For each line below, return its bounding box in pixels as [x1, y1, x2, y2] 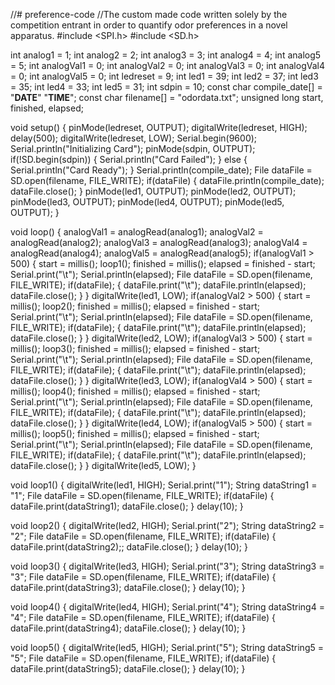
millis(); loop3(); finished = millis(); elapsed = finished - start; [10, 343, 261, 354]
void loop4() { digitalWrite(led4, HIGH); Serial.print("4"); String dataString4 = [10, 601, 325, 613]
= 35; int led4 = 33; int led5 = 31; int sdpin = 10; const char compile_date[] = [10, 81, 323, 93]
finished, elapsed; [10, 102, 84, 114]
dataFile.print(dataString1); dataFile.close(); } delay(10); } [10, 500, 244, 512]
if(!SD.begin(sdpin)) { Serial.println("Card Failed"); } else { [10, 154, 248, 165]
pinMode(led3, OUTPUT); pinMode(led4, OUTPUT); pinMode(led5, [10, 196, 285, 208]
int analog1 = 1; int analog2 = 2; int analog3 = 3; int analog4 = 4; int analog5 [10, 49, 322, 61]
